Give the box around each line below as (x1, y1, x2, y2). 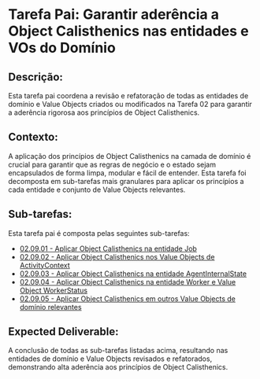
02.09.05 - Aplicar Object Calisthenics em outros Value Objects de (19, 293, 236, 304)
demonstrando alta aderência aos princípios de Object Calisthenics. (8, 362, 228, 372)
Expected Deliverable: (8, 325, 119, 339)
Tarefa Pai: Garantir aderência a (8, 6, 219, 24)
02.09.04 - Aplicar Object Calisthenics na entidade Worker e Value (19, 277, 236, 286)
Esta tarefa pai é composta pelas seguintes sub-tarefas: (8, 228, 191, 237)
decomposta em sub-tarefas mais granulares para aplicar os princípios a (8, 176, 244, 186)
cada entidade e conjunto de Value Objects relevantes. (8, 185, 186, 194)
